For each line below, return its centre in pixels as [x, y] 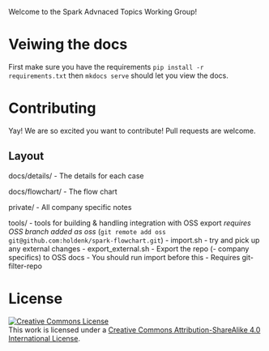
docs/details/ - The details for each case [76, 175]
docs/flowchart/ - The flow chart [63, 191]
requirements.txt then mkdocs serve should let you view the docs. [118, 75]
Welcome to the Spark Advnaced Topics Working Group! [102, 12]
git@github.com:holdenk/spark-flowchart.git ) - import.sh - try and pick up [134, 240]
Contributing [52, 108]
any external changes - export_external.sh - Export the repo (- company [129, 248]
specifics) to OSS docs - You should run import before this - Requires [124, 257]
